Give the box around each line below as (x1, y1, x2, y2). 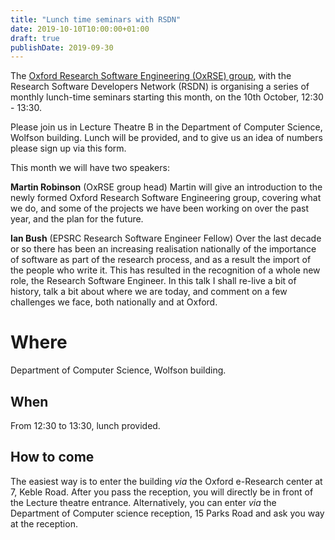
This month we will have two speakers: (10, 162, 170, 174)
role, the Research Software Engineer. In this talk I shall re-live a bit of (10, 275, 297, 287)
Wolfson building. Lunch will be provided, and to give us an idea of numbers (10, 132, 323, 144)
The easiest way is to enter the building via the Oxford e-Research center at (10, 475, 323, 487)
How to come (10, 449, 95, 466)
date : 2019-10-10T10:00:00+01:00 (10, 24, 150, 34)
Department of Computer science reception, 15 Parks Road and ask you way (10, 507, 325, 519)
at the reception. (10, 517, 78, 530)
